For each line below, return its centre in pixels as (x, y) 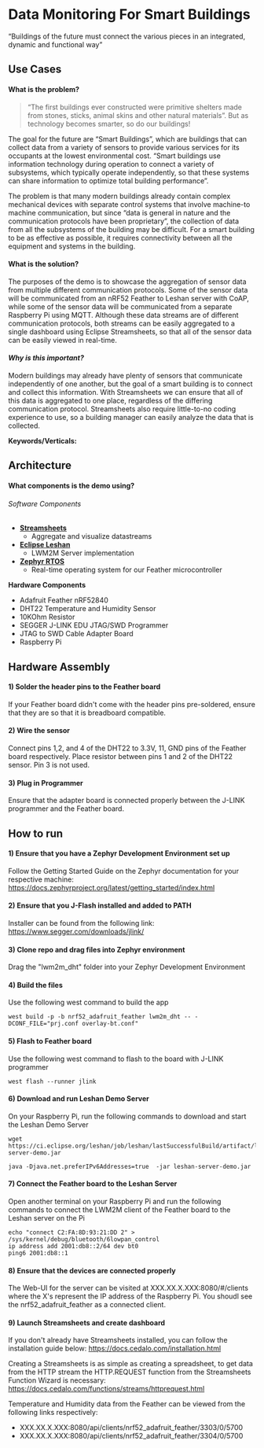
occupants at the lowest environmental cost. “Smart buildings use (115, 156)
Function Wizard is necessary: (57, 1380)
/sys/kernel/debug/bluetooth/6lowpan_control (84, 1239)
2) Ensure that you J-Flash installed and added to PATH (100, 905)
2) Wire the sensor (39, 731)
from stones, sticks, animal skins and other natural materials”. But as (138, 115)
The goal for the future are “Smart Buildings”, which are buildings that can (128, 138)
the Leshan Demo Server (48, 1124)
